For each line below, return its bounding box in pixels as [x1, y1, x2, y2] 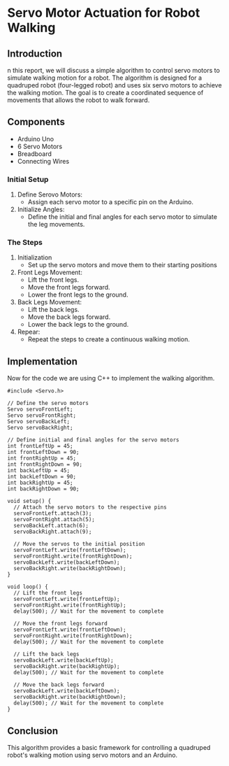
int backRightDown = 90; [7, 485, 80, 492]
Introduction [7, 48, 63, 59]
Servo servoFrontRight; [7, 412, 77, 419]
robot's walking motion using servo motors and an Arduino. [7, 751, 178, 760]
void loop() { [7, 583, 49, 590]
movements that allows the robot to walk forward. [7, 96, 150, 104]
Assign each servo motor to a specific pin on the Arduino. [27, 198, 194, 206]
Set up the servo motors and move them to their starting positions [27, 261, 218, 269]
